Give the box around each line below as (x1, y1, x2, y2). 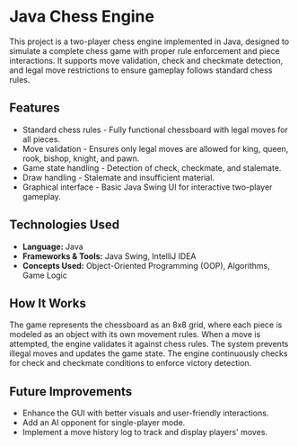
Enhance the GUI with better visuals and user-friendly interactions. (22, 407, 269, 419)
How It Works (9, 295, 87, 311)
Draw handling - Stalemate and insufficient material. (22, 172, 215, 183)
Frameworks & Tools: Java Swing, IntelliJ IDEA (22, 250, 197, 262)
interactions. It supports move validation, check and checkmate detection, (9, 55, 284, 66)
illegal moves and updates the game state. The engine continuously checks (9, 348, 288, 359)
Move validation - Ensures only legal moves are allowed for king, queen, (22, 143, 289, 154)
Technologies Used (9, 218, 119, 233)
